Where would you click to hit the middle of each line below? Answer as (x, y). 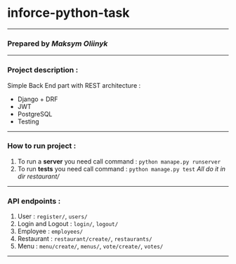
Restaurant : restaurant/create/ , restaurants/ (85, 239)
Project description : (43, 70)
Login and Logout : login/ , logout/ (68, 224)
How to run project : (42, 146)
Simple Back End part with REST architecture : (74, 85)
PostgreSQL (35, 114)
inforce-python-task (68, 13)
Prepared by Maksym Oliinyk (58, 44)
